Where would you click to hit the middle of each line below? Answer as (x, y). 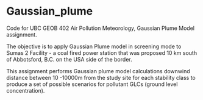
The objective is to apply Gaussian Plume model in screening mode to (94, 46)
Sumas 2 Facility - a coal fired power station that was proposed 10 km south (101, 52)
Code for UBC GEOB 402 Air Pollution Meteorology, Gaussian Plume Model (101, 28)
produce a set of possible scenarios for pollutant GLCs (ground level (92, 84)
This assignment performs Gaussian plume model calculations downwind (98, 71)
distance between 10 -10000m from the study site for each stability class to (101, 77)
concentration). (26, 90)
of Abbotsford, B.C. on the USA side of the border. (69, 59)
